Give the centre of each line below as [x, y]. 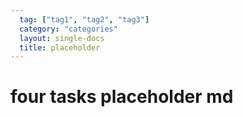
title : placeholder [60, 47]
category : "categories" [68, 29]
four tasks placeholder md [122, 97]
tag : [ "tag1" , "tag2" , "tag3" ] [84, 19]
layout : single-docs [62, 38]
